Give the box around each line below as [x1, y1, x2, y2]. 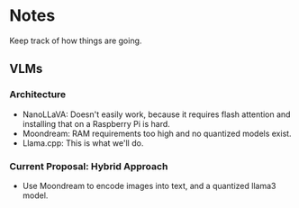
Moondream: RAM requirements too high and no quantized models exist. [22, 128, 292, 139]
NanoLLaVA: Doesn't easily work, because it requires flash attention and [22, 109, 291, 120]
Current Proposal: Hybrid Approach [9, 159, 168, 172]
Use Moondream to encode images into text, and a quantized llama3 [22, 180, 276, 191]
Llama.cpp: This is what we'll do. [22, 137, 144, 149]
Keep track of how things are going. [9, 35, 142, 46]
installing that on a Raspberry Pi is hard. [22, 118, 171, 129]
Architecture [9, 88, 67, 101]
